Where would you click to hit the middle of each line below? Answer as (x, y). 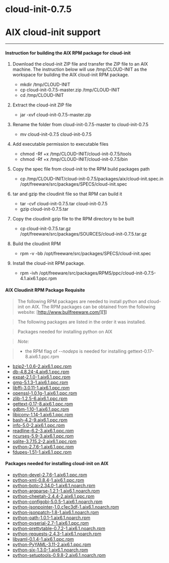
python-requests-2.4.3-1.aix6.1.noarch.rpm (57, 534)
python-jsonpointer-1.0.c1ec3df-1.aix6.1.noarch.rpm (66, 507)
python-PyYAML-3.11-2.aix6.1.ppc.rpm (52, 544)
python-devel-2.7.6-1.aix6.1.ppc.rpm (50, 475)
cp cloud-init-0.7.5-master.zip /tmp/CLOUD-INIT (70, 90)
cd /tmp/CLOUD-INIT (42, 95)
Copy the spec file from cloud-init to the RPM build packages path (81, 169)
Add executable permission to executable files (60, 144)
